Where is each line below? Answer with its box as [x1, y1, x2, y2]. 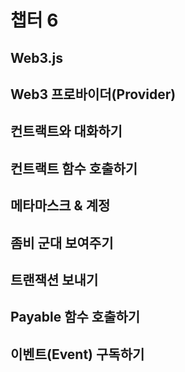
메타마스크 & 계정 [10, 197, 111, 215]
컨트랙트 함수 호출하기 [10, 160, 138, 177]
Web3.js [10, 49, 64, 66]
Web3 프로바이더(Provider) [10, 86, 177, 103]
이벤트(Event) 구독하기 [10, 346, 145, 363]
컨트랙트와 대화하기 [10, 123, 123, 140]
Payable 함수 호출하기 [10, 309, 141, 326]
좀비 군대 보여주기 [10, 234, 114, 251]
